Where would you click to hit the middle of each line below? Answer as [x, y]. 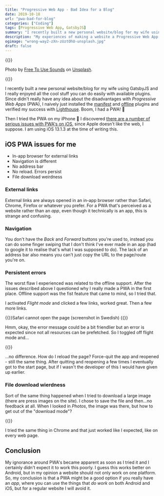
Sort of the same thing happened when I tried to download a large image [78, 395]
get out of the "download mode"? [39, 411]
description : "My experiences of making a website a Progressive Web [77, 37]
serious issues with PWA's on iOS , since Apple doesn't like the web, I [74, 124]
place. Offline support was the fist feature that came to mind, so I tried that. [81, 293]
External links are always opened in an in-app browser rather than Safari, [79, 200]
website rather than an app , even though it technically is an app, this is [76, 210]
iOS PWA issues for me [41, 145]
